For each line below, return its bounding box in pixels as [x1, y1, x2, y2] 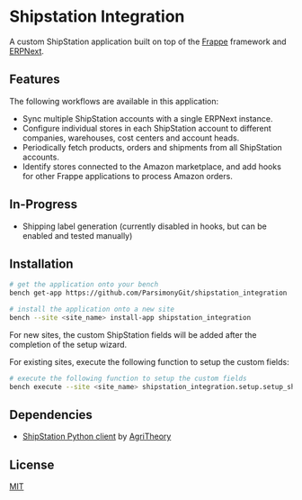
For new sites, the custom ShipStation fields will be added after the [9, 329, 257, 340]
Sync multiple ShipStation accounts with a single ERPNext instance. [22, 113, 273, 123]
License [9, 457, 55, 472]
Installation [9, 256, 74, 271]
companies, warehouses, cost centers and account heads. [22, 132, 240, 143]
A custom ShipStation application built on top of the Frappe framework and [9, 36, 287, 47]
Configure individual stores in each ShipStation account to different [22, 123, 271, 133]
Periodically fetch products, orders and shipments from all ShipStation [22, 141, 283, 152]
